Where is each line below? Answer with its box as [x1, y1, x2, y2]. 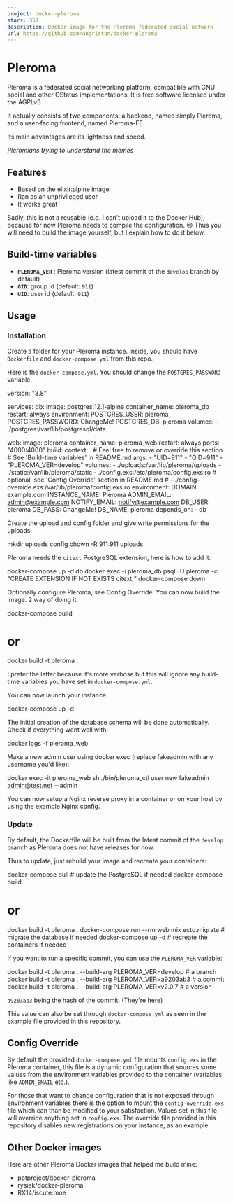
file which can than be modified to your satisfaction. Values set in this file [7, 1106, 218, 1115]
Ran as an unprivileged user [17, 193, 98, 200]
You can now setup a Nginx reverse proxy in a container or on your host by [7, 795, 223, 803]
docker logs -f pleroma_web [7, 739, 89, 748]
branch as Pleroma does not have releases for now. [7, 843, 155, 851]
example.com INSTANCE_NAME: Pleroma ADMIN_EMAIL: [7, 490, 172, 499]
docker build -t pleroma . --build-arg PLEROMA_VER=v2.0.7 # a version [7, 982, 213, 991]
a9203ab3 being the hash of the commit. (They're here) [7, 996, 163, 1004]
